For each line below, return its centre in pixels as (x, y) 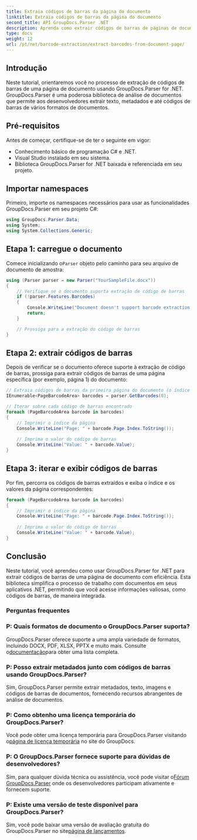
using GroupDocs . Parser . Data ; (43, 220)
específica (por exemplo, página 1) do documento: (67, 379)
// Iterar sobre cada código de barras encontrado (69, 406)
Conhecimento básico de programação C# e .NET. (75, 151)
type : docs (19, 34)
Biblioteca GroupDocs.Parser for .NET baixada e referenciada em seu (98, 164)
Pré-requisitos (33, 126)
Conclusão (26, 556)
